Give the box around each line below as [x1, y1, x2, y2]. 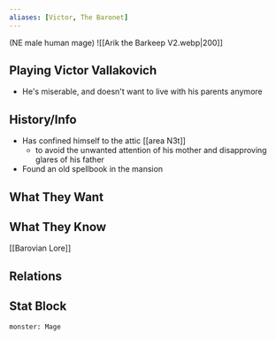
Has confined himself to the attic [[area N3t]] [21, 135, 186, 146]
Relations [9, 268, 63, 283]
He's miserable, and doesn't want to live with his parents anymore [21, 86, 263, 97]
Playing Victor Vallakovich [9, 63, 157, 78]
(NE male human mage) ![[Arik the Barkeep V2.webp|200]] [9, 37, 224, 48]
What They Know [9, 220, 107, 235]
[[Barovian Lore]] [9, 243, 72, 253]
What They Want [9, 189, 104, 205]
